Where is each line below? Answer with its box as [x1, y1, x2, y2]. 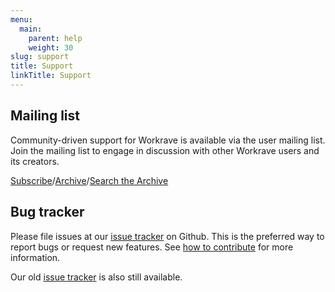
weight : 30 [28, 42, 74, 53]
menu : [10, 14, 33, 25]
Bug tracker [10, 204, 85, 221]
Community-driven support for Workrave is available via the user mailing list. [10, 134, 326, 146]
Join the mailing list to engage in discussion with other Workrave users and [10, 144, 320, 156]
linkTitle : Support [10, 71, 92, 81]
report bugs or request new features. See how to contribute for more [10, 241, 294, 253]
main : [19, 24, 43, 34]
